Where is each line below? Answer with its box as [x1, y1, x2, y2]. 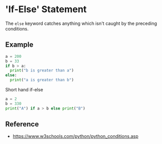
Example [5, 41, 34, 49]
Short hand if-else [5, 87, 43, 92]
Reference [5, 120, 39, 129]
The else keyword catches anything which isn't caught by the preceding [5, 20, 157, 26]
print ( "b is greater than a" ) [10, 68, 74, 73]
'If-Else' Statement [5, 4, 87, 15]
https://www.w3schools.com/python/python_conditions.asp [12, 133, 139, 139]
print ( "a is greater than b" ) [10, 78, 74, 83]
